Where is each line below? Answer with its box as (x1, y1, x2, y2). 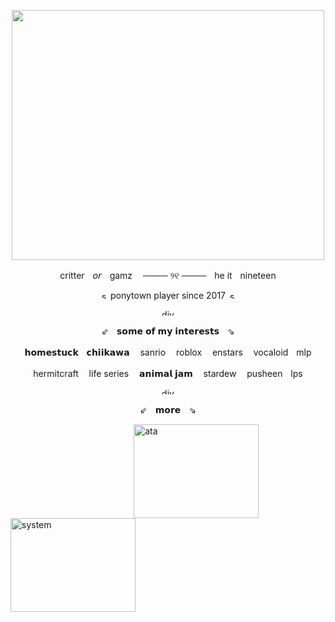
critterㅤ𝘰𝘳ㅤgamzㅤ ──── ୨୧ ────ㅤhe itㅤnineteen (59, 270, 277, 281)
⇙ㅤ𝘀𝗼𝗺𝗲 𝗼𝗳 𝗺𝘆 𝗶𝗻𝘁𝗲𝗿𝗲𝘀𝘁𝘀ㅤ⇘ (101, 325, 235, 337)
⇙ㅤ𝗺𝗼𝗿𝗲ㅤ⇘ (139, 404, 197, 415)
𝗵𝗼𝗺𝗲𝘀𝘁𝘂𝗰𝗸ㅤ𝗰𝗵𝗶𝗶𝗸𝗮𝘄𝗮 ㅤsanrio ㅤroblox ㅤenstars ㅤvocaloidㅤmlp (24, 346, 312, 358)
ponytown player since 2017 (109, 290, 227, 301)
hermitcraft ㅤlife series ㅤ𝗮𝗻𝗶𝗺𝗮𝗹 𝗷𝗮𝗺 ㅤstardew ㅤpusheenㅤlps (33, 368, 303, 379)
